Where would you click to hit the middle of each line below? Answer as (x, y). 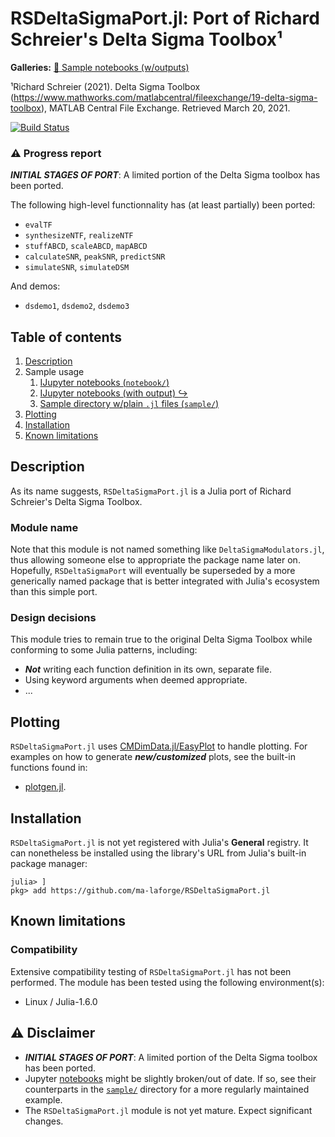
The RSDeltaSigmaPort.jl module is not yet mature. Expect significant (168, 1110)
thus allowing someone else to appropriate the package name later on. (155, 560)
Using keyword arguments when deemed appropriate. (136, 680)
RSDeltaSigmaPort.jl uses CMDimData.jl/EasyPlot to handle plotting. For (159, 746)
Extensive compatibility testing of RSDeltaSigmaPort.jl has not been (151, 971)
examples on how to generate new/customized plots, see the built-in (153, 757)
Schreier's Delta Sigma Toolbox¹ (146, 39)
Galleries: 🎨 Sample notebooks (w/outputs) (100, 67)
